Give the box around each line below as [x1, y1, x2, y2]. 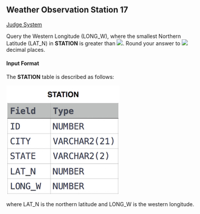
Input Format [6, 60, 39, 67]
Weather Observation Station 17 [6, 5, 128, 15]
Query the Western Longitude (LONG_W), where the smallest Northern [6, 33, 181, 40]
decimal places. [6, 46, 45, 53]
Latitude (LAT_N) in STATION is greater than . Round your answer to [6, 39, 181, 47]
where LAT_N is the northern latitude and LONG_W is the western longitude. [6, 201, 195, 208]
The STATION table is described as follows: [6, 74, 114, 81]
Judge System [6, 20, 42, 28]
